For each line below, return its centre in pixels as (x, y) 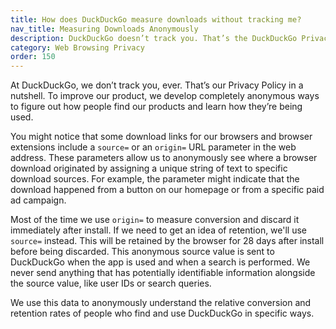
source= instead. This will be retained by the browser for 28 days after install (167, 241)
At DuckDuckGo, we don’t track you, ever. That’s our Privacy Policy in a (157, 85)
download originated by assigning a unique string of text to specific (149, 168)
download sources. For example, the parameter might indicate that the (155, 179)
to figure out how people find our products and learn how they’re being (156, 107)
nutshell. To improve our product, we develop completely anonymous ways (165, 96)
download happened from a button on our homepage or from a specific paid (167, 190)
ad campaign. (38, 200)
